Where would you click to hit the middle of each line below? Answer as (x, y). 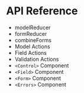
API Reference (42, 11)
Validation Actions (37, 59)
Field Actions (31, 52)
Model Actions (32, 46)
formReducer (31, 33)
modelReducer (33, 27)
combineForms (33, 40)
